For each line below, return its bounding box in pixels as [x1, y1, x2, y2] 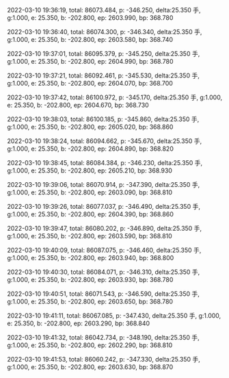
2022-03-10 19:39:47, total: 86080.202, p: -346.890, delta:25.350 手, [7, 225, 202, 232]
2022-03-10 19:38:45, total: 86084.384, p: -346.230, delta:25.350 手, [7, 159, 203, 166]
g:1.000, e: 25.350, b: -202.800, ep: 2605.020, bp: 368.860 [7, 123, 174, 131]
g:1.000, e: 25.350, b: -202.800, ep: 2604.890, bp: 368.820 [7, 144, 174, 153]
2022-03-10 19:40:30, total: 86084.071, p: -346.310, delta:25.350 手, [7, 268, 200, 276]
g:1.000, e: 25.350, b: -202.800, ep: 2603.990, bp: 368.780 [7, 14, 174, 22]
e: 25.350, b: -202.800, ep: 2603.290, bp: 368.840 [7, 319, 150, 327]
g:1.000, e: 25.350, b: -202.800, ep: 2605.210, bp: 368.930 [7, 166, 173, 175]
